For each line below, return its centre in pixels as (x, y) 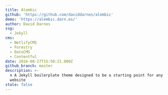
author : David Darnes (28, 24)
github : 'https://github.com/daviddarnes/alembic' (59, 15)
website (18, 80)
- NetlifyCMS (23, 43)
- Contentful (23, 57)
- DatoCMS (20, 52)
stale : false (19, 84)
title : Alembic (21, 10)
